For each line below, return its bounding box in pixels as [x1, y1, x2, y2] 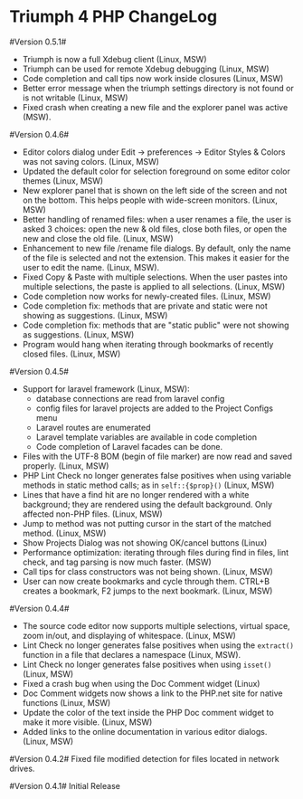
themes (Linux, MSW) [22, 175, 104, 186]
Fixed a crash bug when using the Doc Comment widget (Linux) [22, 678, 260, 689]
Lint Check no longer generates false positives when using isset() [22, 659, 272, 670]
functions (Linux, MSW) [22, 697, 111, 708]
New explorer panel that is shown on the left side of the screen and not [22, 185, 288, 195]
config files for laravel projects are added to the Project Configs [35, 403, 274, 414]
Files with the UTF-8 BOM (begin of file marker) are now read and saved [22, 451, 292, 461]
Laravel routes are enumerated [35, 422, 151, 433]
